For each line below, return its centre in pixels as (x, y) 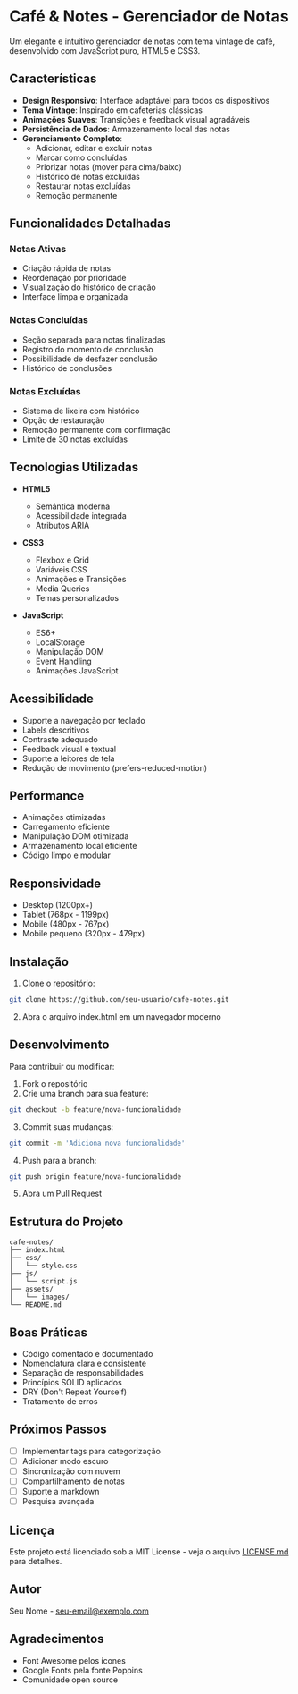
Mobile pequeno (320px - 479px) (83, 934)
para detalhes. (36, 1562)
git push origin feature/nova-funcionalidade (95, 1177)
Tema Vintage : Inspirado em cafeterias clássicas (112, 110)
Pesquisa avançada (58, 1502)
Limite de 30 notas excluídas (74, 439)
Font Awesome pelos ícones (74, 1660)
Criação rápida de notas (66, 268)
